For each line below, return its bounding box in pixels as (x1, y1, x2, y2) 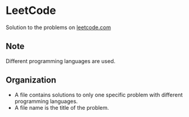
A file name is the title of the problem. (14, 104, 109, 111)
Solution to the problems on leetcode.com (5, 24, 111, 31)
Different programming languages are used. (5, 57, 116, 64)
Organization (5, 75, 56, 85)
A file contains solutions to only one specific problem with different (14, 91, 184, 98)
